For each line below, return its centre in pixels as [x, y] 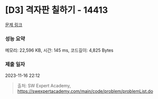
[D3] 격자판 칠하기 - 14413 [57, 10]
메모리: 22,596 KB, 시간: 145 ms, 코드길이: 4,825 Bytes [59, 50]
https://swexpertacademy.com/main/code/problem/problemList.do [85, 91]
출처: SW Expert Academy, [44, 85]
